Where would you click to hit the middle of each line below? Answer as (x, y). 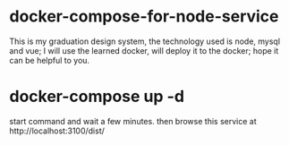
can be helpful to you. (50, 60)
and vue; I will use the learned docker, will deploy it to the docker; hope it (144, 50)
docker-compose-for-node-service (144, 17)
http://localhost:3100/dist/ (57, 131)
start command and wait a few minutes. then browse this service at (133, 121)
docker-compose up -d (97, 97)
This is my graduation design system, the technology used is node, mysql (144, 41)
